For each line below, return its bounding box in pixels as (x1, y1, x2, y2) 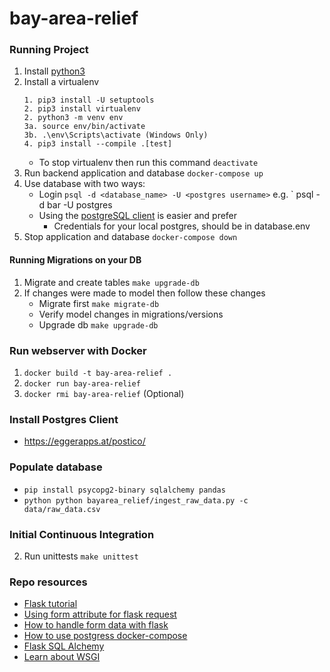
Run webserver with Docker (9, 343, 147, 357)
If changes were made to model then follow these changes (23, 287, 266, 299)
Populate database (9, 460, 103, 474)
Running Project (9, 43, 89, 57)
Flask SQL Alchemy (23, 640, 105, 652)
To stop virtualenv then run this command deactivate (38, 157, 259, 169)
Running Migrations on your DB (9, 254, 142, 266)
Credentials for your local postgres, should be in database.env (53, 220, 311, 232)
